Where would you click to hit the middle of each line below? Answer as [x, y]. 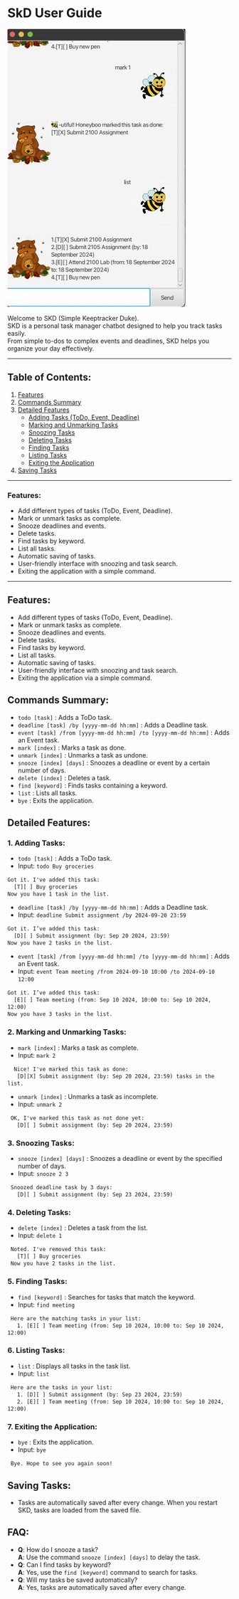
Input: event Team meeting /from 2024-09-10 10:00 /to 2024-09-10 [116, 972]
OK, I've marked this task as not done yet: [77, 1118]
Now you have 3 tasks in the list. [60, 1014]
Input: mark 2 [37, 1055]
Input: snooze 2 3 [43, 1173]
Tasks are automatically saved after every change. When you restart [118, 1502]
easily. [17, 333]
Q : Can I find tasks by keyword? [64, 1565]
